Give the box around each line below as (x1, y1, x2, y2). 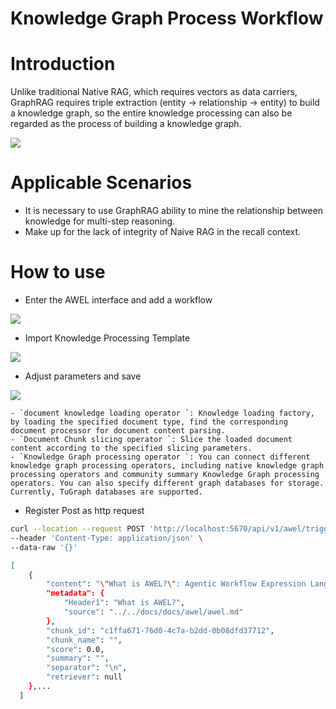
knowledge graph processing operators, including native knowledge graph (10, 461, 325, 471)
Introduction (10, 53, 116, 76)
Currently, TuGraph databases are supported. (10, 487, 203, 497)
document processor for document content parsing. (10, 426, 226, 436)
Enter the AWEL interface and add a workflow (24, 294, 213, 306)
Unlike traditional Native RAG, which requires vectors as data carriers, (10, 86, 298, 98)
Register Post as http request (24, 505, 145, 516)
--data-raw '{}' (10, 542, 78, 552)
